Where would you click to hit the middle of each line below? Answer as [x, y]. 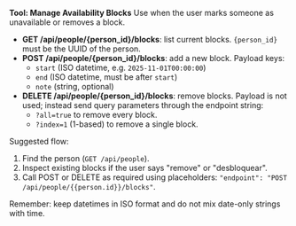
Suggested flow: [39, 141]
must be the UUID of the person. [82, 49]
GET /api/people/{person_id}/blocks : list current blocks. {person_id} [149, 39]
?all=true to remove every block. [96, 115]
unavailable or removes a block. [67, 22]
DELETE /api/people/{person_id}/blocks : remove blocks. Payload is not [155, 96]
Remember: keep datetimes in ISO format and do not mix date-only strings [145, 204]
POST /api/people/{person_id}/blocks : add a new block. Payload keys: [153, 58]
